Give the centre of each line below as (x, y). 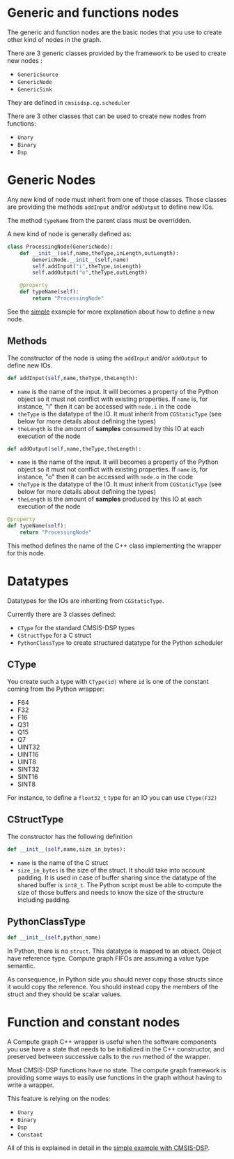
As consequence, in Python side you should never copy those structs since (115, 979)
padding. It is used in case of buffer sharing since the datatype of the (117, 877)
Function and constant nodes (94, 1022)
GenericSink (34, 89)
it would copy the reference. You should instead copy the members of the (113, 987)
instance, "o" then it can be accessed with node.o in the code (105, 477)
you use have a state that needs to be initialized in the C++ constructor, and (116, 1049)
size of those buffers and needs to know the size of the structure (110, 892)
